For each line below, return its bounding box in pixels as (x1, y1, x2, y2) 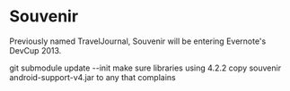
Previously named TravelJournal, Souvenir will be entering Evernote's (9, 36, 267, 46)
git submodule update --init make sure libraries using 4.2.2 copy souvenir (9, 62, 281, 73)
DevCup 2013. (9, 45, 62, 55)
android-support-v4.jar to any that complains (9, 71, 177, 82)
